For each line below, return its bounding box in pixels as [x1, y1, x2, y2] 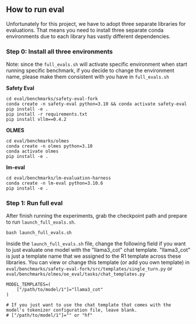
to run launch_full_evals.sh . [6, 218, 76, 225]
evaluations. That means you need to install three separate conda [6, 26, 164, 33]
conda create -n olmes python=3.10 [6, 143, 93, 149]
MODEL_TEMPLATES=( [6, 282, 51, 288]
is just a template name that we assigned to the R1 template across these [6, 252, 181, 260]
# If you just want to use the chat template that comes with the [6, 302, 171, 308]
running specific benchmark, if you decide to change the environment [6, 67, 174, 74]
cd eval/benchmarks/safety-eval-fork [6, 96, 98, 102]
